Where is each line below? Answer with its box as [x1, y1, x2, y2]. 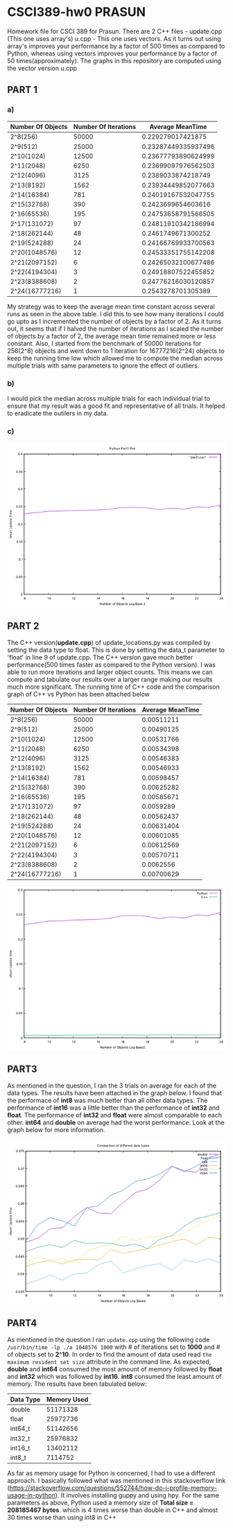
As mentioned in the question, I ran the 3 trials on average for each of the [7, 1081, 217, 1090]
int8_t [10, 1454, 26, 1462]
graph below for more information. [7, 1126, 105, 1134]
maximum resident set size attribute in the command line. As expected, [7, 1357, 212, 1366]
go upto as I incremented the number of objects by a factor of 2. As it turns [7, 317, 222, 325]
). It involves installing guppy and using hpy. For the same [55, 1491, 220, 1499]
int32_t [10, 1434, 31, 1443]
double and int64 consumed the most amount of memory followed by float [7, 1365, 223, 1373]
